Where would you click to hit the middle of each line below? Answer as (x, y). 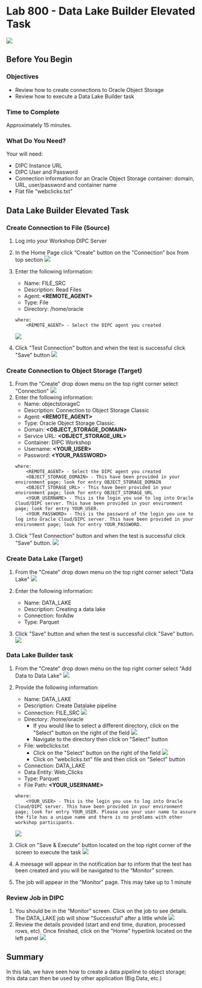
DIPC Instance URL (39, 166)
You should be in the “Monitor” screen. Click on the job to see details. (101, 911)
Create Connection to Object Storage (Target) (74, 370)
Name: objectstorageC (52, 404)
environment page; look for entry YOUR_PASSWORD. (79, 525)
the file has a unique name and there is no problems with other (99, 817)
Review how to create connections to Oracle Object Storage (89, 90)
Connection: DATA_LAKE (55, 765)
